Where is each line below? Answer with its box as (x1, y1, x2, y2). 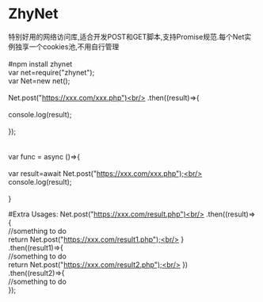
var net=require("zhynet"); (8, 67, 95, 77)
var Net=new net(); (8, 76, 71, 86)
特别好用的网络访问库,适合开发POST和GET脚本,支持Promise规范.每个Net (8, 32, 245, 41)
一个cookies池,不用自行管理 (29, 41, 120, 52)
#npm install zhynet (8, 59, 73, 68)
